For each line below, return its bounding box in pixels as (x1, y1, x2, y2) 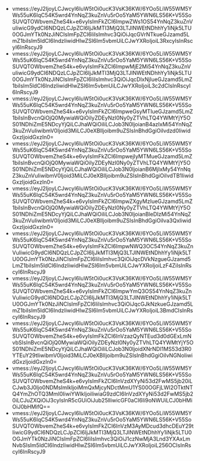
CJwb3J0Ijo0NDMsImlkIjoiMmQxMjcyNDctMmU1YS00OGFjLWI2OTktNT (11, 384, 193, 391)
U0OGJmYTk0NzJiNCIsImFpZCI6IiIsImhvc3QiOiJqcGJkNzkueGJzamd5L (11, 300, 193, 308)
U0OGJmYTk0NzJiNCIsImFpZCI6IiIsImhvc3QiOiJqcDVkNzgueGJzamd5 (11, 256, 192, 262)
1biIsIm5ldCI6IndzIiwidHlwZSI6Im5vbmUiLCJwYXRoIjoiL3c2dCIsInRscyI (11, 82, 191, 89)
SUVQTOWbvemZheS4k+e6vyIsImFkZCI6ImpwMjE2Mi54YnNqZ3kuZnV (11, 63, 192, 70)
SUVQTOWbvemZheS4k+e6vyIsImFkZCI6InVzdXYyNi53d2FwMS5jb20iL (11, 378, 193, 384)
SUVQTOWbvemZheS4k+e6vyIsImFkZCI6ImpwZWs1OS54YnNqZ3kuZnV (11, 18, 193, 25)
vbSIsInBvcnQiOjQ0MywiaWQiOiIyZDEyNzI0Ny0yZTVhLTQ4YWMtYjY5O (11, 339, 194, 346)
